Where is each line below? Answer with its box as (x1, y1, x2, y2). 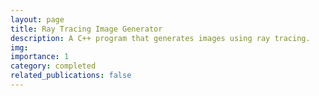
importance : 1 (10, 52, 70, 62)
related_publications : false (10, 71, 132, 81)
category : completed (10, 61, 97, 71)
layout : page (10, 14, 65, 25)
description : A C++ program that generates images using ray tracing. (10, 33, 311, 43)
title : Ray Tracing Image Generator (10, 24, 163, 34)
